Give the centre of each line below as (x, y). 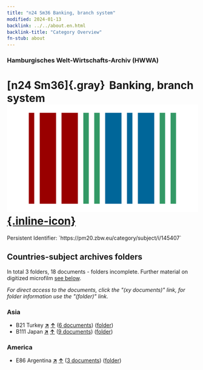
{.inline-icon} (42, 221)
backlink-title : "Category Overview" (55, 32)
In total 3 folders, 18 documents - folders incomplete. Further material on (98, 271)
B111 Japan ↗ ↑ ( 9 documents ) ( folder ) (64, 332)
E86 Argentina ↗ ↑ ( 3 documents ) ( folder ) (68, 360)
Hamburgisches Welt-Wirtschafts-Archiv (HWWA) (83, 61)
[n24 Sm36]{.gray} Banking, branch (100, 86)
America (20, 348)
